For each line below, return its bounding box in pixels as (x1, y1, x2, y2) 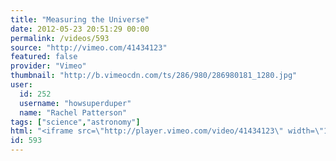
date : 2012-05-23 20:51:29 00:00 (10, 24, 150, 34)
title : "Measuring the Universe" (10, 14, 150, 25)
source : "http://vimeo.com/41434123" (10, 42, 168, 53)
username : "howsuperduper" (19, 98, 132, 108)
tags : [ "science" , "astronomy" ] (10, 117, 141, 127)
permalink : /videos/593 (10, 33, 110, 43)
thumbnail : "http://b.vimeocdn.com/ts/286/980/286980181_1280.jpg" (10, 71, 298, 81)
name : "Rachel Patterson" (19, 107, 128, 118)
